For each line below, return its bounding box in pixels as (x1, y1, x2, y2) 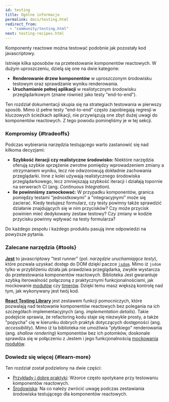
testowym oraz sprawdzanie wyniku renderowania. (12, 81, 119, 87)
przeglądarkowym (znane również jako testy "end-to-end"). (12, 92, 137, 97)
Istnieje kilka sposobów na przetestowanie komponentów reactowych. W (5, 60, 157, 66)
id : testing (5, 7, 30, 13)
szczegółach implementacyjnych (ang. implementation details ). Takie (5, 308, 149, 314)
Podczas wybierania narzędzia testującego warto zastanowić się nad (5, 141, 149, 148)
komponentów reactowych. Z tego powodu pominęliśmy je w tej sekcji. (5, 118, 152, 123)
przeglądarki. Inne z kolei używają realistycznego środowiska (12, 173, 140, 179)
